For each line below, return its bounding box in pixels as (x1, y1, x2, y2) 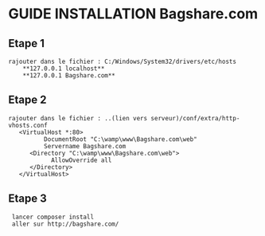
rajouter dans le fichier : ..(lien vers (8, 114, 148, 122)
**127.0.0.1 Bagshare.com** (22, 72, 115, 80)
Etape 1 (8, 37, 45, 50)
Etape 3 (8, 192, 48, 206)
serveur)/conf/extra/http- (150, 114, 240, 122)
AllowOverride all (50, 156, 112, 164)
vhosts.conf (8, 121, 48, 129)
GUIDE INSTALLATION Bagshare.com (8, 5, 259, 23)
